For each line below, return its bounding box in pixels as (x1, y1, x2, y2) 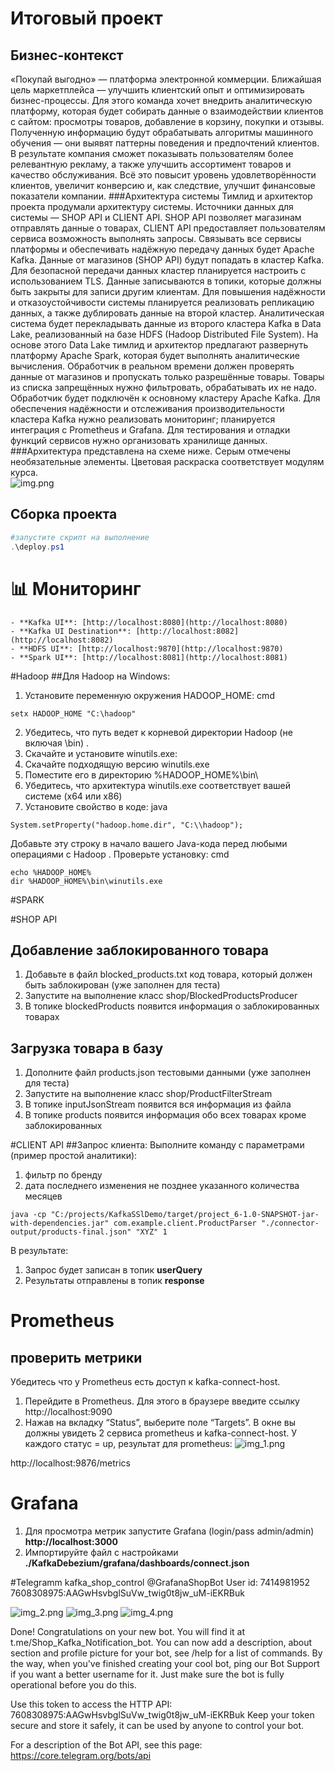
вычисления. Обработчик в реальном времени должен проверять (10, 360, 295, 372)
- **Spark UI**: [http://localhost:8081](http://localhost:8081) (10, 652, 288, 662)
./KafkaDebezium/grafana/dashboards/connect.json (24, 1557, 250, 1569)
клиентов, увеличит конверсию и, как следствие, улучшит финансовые (10, 180, 316, 191)
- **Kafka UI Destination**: (10, 626, 132, 636)
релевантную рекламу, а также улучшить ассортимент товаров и (10, 158, 292, 170)
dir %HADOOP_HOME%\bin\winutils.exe (10, 876, 163, 886)
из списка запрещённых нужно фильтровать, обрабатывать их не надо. (10, 382, 317, 393)
